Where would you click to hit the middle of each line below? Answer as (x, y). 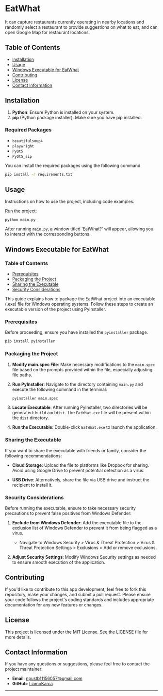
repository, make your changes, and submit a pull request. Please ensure (78, 594)
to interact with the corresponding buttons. (48, 234)
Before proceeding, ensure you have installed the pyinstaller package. (77, 332)
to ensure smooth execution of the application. (59, 562)
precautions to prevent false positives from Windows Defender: (68, 513)
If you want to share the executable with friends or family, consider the (76, 450)
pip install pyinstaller (30, 341)
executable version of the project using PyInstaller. (56, 309)
